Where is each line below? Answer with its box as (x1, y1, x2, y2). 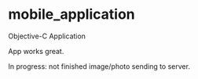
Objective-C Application (8, 31, 86, 41)
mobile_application (8, 5, 135, 23)
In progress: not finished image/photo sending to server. (8, 61, 191, 71)
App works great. (8, 46, 64, 56)
